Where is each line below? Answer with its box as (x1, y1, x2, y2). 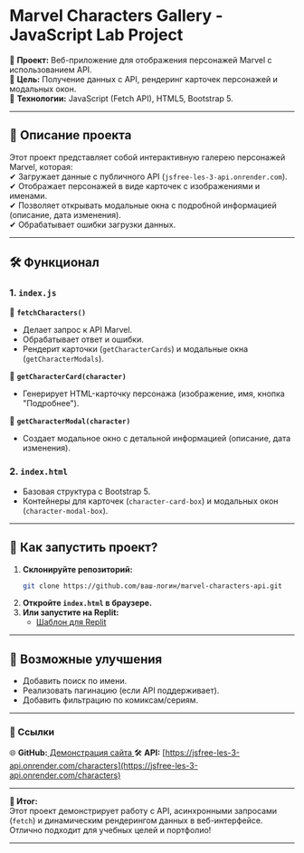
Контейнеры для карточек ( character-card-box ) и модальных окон (22, 495, 279, 507)
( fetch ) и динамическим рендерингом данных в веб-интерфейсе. (9, 815, 263, 826)
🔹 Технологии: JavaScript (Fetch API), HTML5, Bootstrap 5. (9, 92, 233, 104)
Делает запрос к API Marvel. (22, 325, 133, 336)
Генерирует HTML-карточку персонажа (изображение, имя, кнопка (22, 388, 285, 399)
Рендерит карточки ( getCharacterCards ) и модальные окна (22, 344, 249, 355)
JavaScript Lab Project (9, 24, 184, 45)
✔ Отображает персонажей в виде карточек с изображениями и (9, 180, 261, 191)
